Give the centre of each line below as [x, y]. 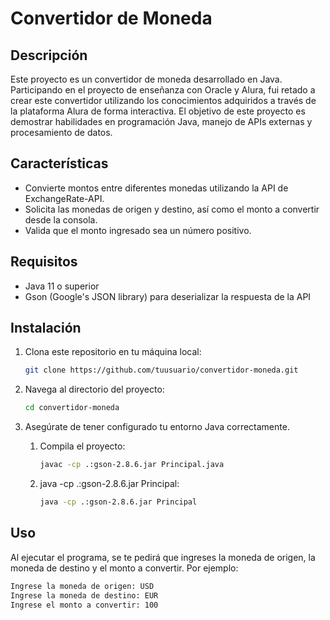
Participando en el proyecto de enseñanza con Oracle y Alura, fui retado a [163, 90]
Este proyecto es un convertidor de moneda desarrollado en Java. [146, 79]
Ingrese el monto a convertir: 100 [84, 605]
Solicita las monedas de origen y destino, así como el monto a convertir [172, 209]
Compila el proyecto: [82, 446]
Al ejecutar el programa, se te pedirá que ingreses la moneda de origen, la [163, 557]
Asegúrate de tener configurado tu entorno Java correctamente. [157, 427]
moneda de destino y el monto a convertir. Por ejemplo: [124, 568]
